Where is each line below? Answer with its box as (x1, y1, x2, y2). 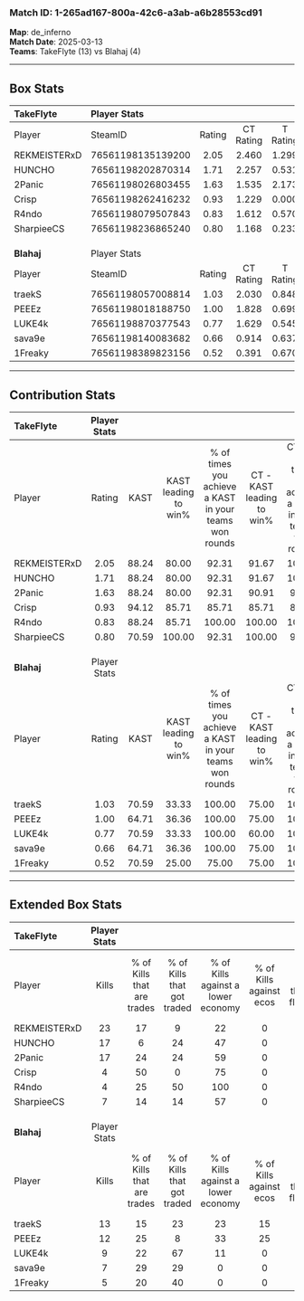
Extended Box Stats (9, 897, 122, 913)
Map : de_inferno (9, 27, 71, 38)
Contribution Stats (9, 387, 116, 403)
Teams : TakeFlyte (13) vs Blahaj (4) (9, 46, 142, 57)
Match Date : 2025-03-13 (9, 36, 103, 47)
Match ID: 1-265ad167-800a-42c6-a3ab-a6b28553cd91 (9, 6, 262, 19)
